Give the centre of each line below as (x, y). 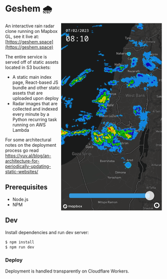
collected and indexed (35, 109)
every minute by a (31, 114)
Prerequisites (26, 187)
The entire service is (26, 56)
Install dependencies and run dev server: (47, 232)
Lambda (21, 130)
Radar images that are (35, 103)
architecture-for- (22, 161)
